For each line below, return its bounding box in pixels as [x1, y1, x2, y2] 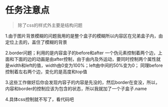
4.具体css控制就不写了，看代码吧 [5, 96, 74, 102]
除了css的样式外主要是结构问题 [17, 22, 83, 28]
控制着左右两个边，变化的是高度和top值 [5, 68, 87, 74]
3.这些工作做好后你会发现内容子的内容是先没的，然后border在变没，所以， [5, 79, 160, 85]
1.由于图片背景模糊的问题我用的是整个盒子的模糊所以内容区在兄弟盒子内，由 [5, 33, 163, 39]
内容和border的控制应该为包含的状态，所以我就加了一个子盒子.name [5, 85, 147, 91]
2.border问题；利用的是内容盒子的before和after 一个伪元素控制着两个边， [5, 50, 158, 56]
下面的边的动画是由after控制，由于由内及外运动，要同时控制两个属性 [14, 56, 156, 62]
